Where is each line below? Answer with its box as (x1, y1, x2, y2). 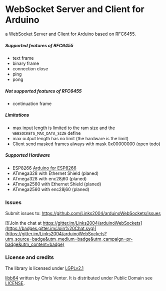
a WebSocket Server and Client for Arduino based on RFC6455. (5, 31, 136, 37)
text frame (12, 55, 34, 61)
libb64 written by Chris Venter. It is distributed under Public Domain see (5, 275, 153, 281)
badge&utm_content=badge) (5, 241, 64, 247)
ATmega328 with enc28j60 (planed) (12, 175, 87, 181)
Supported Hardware (5, 152, 50, 158)
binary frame (12, 60, 39, 66)
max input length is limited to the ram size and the (12, 125, 115, 131)
